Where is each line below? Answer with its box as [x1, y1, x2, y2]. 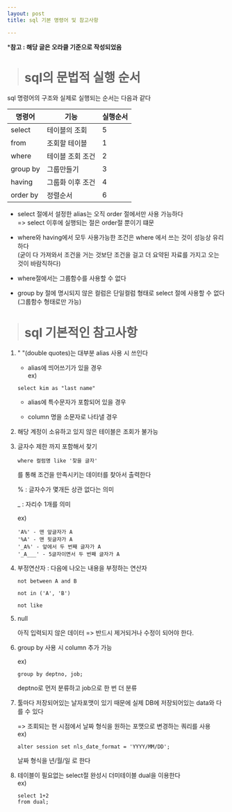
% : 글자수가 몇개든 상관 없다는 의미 [17, 485, 115, 494]
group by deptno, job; [17, 671, 83, 678]
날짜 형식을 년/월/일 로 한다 [17, 756, 91, 765]
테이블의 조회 [47, 126, 88, 136]
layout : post [7, 10, 45, 17]
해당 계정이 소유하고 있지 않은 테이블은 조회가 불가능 [17, 428, 158, 436]
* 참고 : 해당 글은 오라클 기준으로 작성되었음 [7, 42, 122, 51]
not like [17, 602, 43, 609]
